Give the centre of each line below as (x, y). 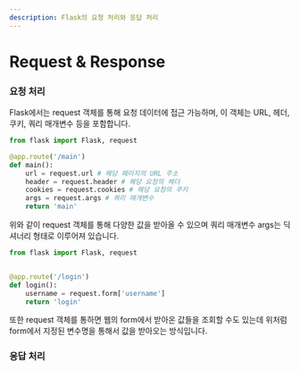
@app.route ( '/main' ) (48, 156)
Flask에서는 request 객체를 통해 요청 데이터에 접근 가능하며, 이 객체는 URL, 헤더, (149, 113)
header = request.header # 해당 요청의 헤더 (103, 181)
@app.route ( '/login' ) (50, 277)
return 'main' (51, 206)
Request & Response (87, 61)
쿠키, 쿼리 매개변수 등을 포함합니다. (70, 124)
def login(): (33, 285)
